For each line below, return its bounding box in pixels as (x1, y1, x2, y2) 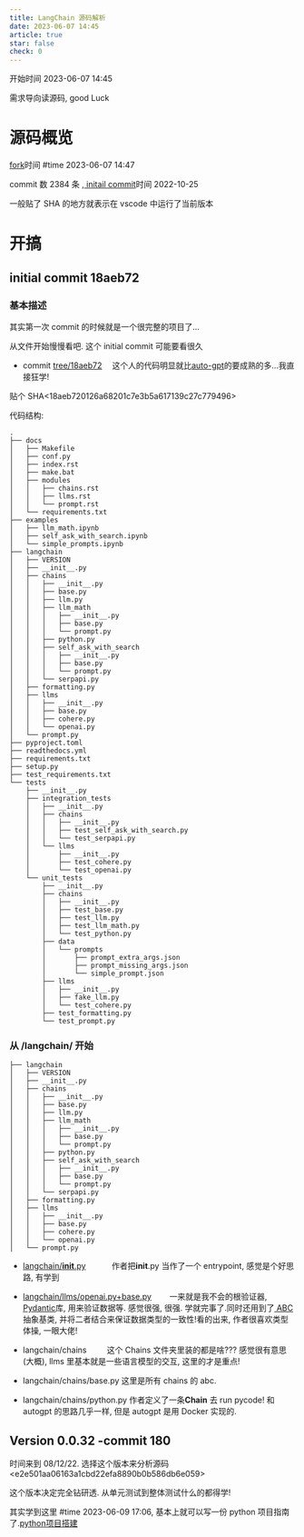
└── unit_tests (25, 873, 83, 883)
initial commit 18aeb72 (9, 270, 140, 285)
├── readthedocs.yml (9, 746, 88, 755)
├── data (42, 937, 75, 946)
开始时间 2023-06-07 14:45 (9, 74, 113, 85)
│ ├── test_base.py (42, 905, 124, 914)
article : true (9, 30, 64, 39)
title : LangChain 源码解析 (9, 13, 106, 23)
